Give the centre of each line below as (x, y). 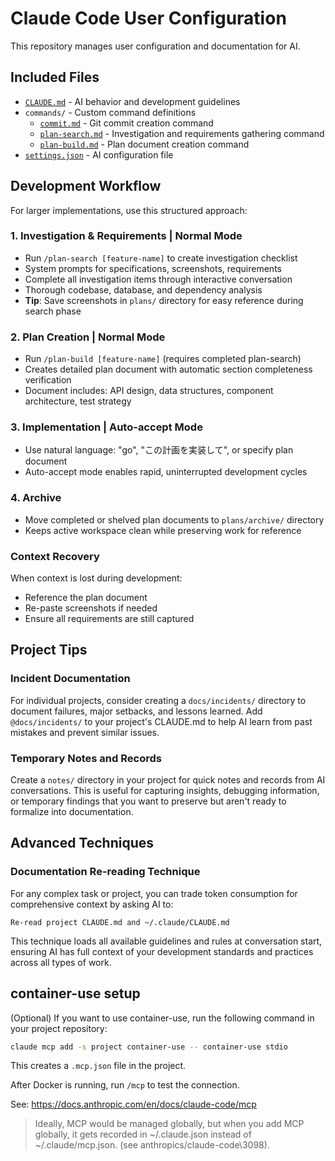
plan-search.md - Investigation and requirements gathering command (182, 133)
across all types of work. (61, 962)
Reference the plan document (86, 598)
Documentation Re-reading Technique (105, 872)
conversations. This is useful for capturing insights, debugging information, (165, 791)
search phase (53, 311)
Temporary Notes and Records (86, 758)
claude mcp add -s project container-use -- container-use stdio (149, 1047)
